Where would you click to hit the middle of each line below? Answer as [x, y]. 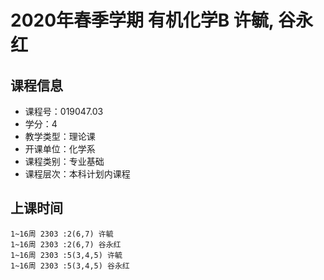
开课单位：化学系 [60, 149]
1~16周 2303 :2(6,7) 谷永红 [66, 244]
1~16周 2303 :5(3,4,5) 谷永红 [70, 266]
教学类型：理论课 [60, 136]
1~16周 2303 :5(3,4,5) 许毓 [66, 255]
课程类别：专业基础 [64, 161]
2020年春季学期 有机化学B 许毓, [142, 20]
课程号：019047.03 [64, 111]
